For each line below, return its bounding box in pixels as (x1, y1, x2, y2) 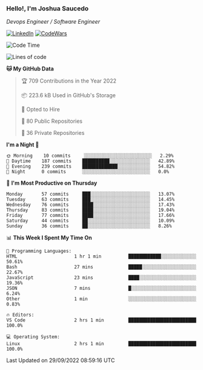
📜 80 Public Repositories (21, 117, 83, 125)
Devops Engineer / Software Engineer (6, 18, 101, 26)
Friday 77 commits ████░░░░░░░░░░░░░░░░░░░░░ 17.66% (6, 213, 175, 219)
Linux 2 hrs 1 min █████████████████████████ (6, 341, 197, 347)
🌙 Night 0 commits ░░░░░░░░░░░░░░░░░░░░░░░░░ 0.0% (6, 169, 170, 175)
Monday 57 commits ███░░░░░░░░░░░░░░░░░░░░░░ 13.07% (6, 191, 175, 197)
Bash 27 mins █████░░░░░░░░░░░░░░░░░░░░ (6, 264, 197, 270)
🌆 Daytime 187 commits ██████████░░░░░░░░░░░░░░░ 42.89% (6, 158, 175, 165)
